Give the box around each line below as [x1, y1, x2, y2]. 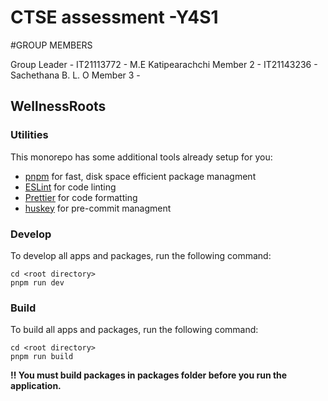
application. [10, 380, 62, 392]
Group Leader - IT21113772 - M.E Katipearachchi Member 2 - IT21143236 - [10, 58, 318, 70]
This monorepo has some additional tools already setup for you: [10, 151, 273, 163]
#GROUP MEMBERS [10, 39, 93, 51]
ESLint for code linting [24, 181, 117, 193]
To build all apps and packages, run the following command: [10, 324, 259, 336]
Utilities [10, 128, 49, 142]
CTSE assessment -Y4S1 [10, 6, 219, 29]
